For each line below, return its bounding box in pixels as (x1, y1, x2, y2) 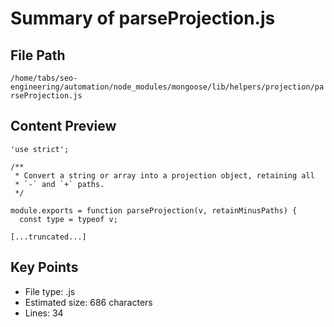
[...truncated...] (10, 232, 87, 242)
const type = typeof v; (19, 214, 118, 224)
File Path (10, 47, 66, 64)
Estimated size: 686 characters (24, 296, 153, 308)
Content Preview (10, 118, 117, 135)
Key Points (10, 259, 79, 276)
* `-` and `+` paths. (14, 179, 105, 189)
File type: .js (24, 285, 76, 297)
